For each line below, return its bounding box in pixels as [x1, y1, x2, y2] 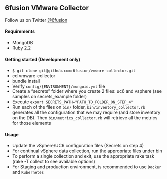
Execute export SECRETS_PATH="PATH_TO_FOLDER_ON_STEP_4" [12, 99, 133, 105]
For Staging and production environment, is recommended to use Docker [12, 164, 161, 170]
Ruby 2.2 [12, 45, 31, 51]
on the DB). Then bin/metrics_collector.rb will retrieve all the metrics [12, 115, 158, 121]
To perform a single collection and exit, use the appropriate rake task [12, 153, 155, 159]
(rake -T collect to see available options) [12, 159, 96, 165]
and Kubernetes [12, 169, 44, 175]
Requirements [5, 28, 35, 34]
